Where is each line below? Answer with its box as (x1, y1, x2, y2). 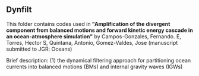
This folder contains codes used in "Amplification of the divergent (6, 20, 170, 27)
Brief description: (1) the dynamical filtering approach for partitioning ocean (6, 57, 191, 64)
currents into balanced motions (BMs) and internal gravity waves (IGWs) (6, 63, 183, 70)
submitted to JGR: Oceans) (6, 45, 72, 52)
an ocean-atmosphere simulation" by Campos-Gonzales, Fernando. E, (6, 32, 181, 40)
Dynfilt (6, 5, 32, 15)
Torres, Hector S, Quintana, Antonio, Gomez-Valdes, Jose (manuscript (6, 39, 178, 46)
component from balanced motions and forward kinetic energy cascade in (6, 27, 193, 34)
